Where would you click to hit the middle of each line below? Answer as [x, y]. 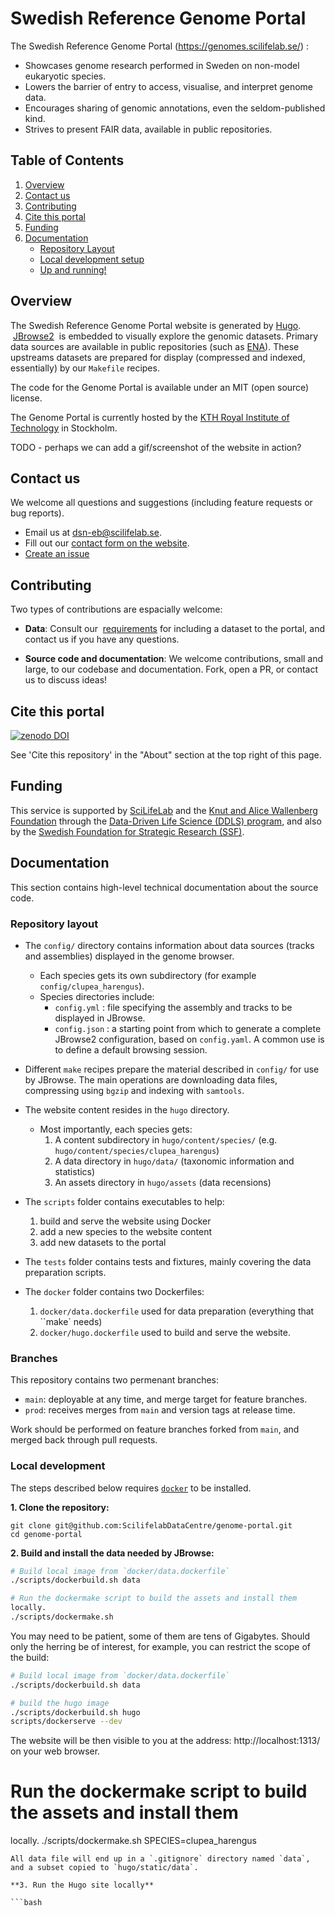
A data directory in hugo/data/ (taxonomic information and [174, 1161]
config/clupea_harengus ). [92, 986]
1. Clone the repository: [60, 1507]
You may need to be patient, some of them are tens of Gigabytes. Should [160, 1636]
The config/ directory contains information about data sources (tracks [169, 945]
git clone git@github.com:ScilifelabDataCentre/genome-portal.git [151, 1525]
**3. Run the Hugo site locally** [82, 1885]
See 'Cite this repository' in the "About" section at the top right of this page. [166, 755]
